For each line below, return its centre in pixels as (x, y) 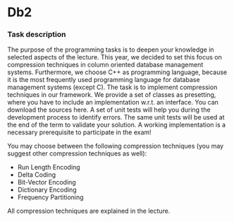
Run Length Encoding (49, 168)
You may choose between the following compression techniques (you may (116, 146)
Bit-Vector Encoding (47, 182)
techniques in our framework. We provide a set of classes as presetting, (112, 95)
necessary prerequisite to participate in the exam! (79, 132)
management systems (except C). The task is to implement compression (112, 87)
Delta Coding (37, 175)
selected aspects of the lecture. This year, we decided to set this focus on (115, 57)
